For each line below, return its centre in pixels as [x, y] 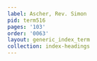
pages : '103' [27, 27]
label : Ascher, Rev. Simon [47, 14]
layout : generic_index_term [49, 40]
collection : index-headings [49, 46]
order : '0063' [28, 33]
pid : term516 [27, 20]
